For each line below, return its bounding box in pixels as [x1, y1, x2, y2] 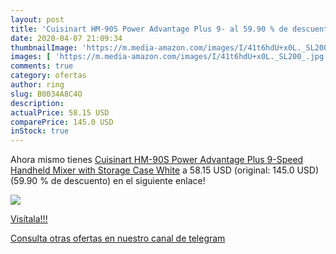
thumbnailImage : [10, 42, 78, 53]
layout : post [10, 14, 65, 25]
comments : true [10, 61, 74, 71]
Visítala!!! [10, 213, 48, 225]
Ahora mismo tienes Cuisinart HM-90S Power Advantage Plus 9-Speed [10, 154, 304, 166]
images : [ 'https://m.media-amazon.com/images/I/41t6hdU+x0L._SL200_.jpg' [10, 52, 329, 62]
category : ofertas [10, 71, 87, 81]
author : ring [10, 80, 65, 90]
